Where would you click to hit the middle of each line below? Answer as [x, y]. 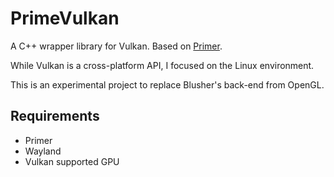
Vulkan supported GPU [72, 161]
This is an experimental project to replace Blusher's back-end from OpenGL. [167, 84]
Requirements [55, 116]
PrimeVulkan [65, 18]
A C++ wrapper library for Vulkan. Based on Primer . [116, 46]
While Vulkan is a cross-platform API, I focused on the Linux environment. [162, 65]
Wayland [43, 151]
